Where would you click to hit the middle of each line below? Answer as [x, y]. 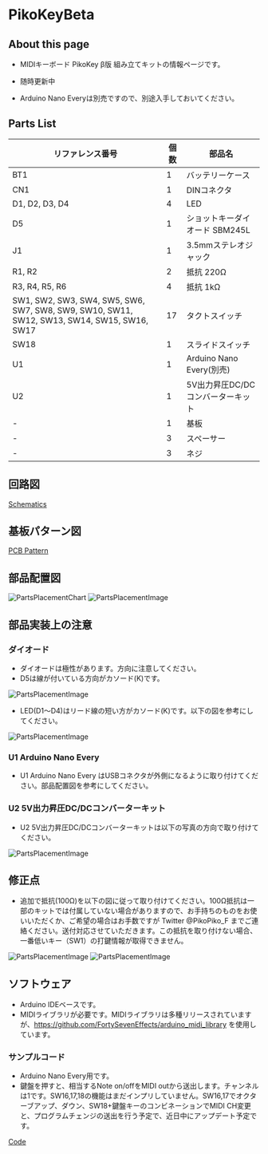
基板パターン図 [45, 531]
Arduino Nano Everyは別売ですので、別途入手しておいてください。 [129, 98]
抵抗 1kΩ [203, 287]
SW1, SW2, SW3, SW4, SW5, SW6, [79, 300]
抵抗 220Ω [207, 271]
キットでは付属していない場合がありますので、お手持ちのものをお [142, 911]
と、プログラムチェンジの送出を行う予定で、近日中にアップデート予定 [135, 1116]
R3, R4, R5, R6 [39, 287]
